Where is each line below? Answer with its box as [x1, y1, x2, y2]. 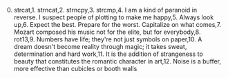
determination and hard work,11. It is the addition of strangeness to [13, 50, 204, 58]
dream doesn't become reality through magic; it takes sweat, [13, 43, 187, 50]
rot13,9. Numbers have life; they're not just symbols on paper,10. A [13, 35, 202, 43]
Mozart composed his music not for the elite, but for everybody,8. [13, 28, 201, 36]
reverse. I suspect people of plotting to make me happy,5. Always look [13, 13, 214, 21]
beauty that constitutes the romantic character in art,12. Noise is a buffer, [13, 57, 222, 65]
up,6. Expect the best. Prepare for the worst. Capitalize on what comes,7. [13, 21, 222, 28]
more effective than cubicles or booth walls [13, 65, 137, 72]
